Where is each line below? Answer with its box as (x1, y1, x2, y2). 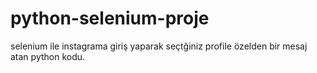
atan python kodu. (10, 50, 86, 62)
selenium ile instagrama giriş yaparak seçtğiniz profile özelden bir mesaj (10, 40, 308, 52)
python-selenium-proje (10, 7, 210, 30)
